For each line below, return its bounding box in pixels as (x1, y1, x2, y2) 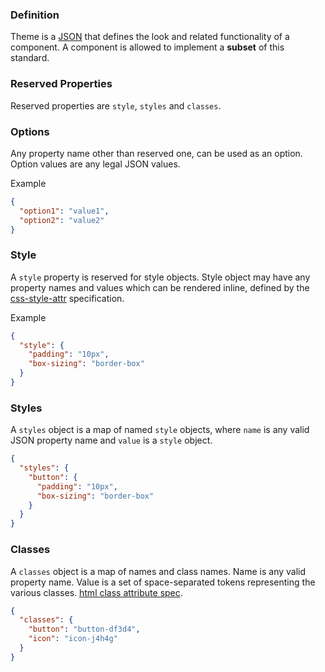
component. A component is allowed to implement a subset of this (10, 41, 285, 53)
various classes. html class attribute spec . (10, 586, 183, 598)
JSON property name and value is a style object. (10, 434, 213, 447)
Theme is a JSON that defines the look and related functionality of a (10, 31, 290, 43)
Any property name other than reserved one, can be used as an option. (10, 147, 303, 159)
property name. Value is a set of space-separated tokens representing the (10, 576, 316, 588)
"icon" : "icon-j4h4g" (28, 634, 118, 644)
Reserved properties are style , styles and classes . (10, 99, 222, 112)
